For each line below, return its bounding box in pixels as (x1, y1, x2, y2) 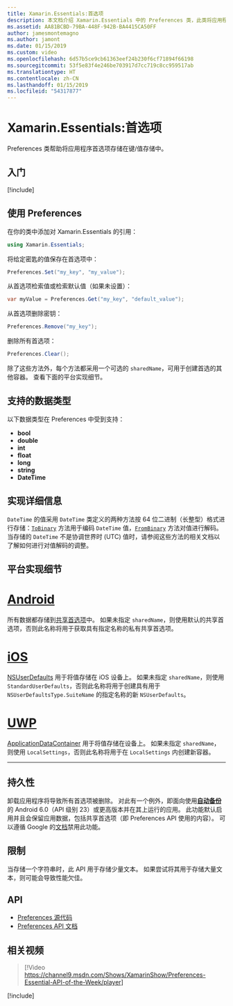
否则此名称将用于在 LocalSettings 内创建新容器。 (74, 748, 215, 756)
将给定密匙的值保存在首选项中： (7, 255, 98, 263)
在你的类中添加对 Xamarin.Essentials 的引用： (7, 227, 137, 235)
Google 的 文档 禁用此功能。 (26, 822, 105, 831)
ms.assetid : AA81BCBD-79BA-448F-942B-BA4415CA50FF (7, 23, 157, 30)
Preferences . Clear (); (7, 351, 70, 358)
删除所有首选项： (7, 337, 56, 345)
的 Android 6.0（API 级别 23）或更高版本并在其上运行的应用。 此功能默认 (7, 805, 216, 813)
